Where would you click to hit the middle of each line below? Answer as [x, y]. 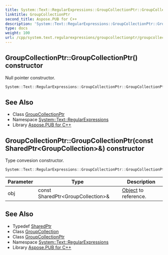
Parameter [20, 182]
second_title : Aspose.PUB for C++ [41, 19]
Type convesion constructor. [34, 161]
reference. [134, 197]
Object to [133, 190]
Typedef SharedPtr [32, 226]
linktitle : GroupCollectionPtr [38, 14]
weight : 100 [17, 33]
